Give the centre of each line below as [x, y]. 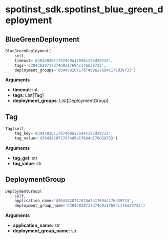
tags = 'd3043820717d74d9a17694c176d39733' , [60, 65]
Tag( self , [16, 129]
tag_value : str [27, 163]
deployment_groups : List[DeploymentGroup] [60, 101]
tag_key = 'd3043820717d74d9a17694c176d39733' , [64, 134]
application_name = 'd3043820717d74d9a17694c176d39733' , [74, 201]
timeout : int [25, 90]
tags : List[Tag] [28, 95]
